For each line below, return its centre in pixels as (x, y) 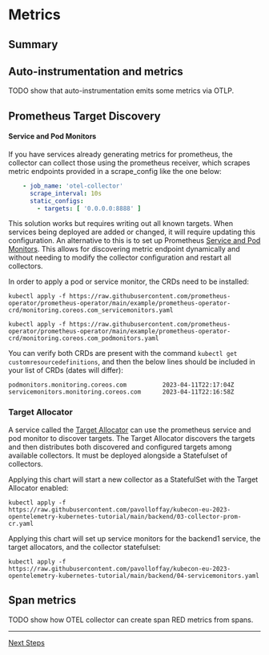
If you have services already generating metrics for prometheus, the (121, 154)
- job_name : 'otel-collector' (73, 186)
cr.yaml (21, 524)
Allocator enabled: (38, 487)
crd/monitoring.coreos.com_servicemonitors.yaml (91, 310)
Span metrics (42, 600)
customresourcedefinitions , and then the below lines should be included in (132, 362)
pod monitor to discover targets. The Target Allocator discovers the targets (132, 438)
